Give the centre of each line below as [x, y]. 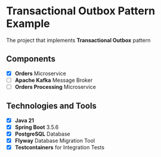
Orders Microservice [41, 73]
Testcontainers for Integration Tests [60, 147]
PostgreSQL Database [42, 134]
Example [28, 24]
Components [31, 59]
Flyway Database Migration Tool [55, 140]
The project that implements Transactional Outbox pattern [78, 40]
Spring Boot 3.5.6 [37, 127]
